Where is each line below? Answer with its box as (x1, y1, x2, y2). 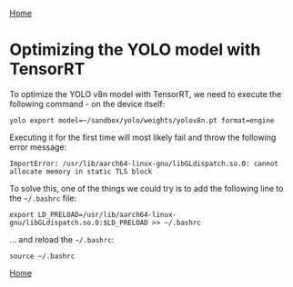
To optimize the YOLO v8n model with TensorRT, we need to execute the (9, 88, 282, 99)
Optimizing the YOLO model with (9, 40, 261, 60)
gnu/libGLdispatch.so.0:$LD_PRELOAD (9, 218, 148, 227)
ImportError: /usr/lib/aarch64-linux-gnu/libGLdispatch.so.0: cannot (9, 159, 279, 168)
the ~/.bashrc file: (9, 193, 77, 203)
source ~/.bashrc (9, 252, 76, 261)
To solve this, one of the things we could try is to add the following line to (9, 183, 284, 193)
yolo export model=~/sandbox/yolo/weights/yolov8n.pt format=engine (9, 115, 275, 125)
